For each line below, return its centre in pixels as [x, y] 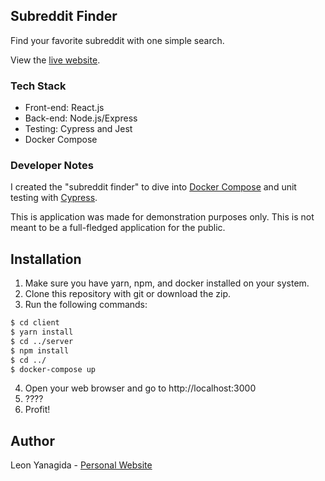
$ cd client [35, 323]
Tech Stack [38, 86]
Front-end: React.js [64, 108]
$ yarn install [42, 332]
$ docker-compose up [53, 369]
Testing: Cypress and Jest [78, 129]
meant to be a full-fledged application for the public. [118, 228]
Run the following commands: [86, 305]
